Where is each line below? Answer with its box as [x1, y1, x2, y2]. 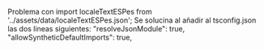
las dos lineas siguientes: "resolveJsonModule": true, [7, 24, 185, 33]
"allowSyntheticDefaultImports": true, [7, 32, 133, 42]
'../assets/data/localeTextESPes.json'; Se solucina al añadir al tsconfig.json [7, 15, 257, 25]
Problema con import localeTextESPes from [7, 7, 152, 16]
